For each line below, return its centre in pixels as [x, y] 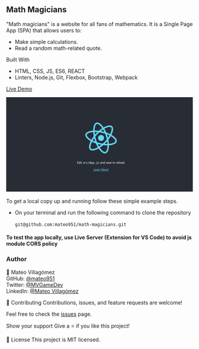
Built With [18, 59]
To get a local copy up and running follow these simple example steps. [92, 201]
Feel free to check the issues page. [49, 314]
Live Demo [19, 89]
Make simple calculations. [46, 41]
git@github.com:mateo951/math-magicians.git [70, 225]
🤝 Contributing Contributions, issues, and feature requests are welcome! [94, 302]
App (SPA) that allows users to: [44, 30]
